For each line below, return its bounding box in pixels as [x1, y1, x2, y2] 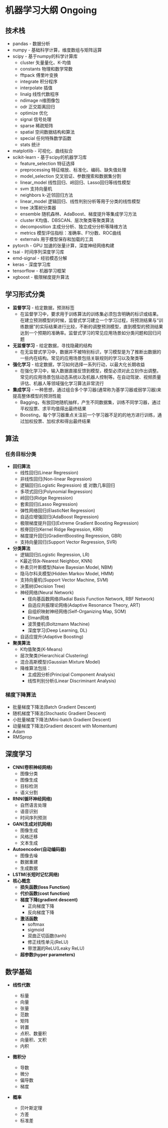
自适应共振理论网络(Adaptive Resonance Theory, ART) [27, 602, 141, 608]
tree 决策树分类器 [20, 205, 56, 210]
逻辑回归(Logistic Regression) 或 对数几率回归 [20, 482, 115, 488]
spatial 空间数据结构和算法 [20, 129, 75, 135]
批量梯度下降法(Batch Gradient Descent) [12, 704, 97, 710]
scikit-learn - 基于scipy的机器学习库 [12, 154, 87, 160]
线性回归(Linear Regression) [20, 469, 79, 475]
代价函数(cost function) [20, 890, 70, 896]
